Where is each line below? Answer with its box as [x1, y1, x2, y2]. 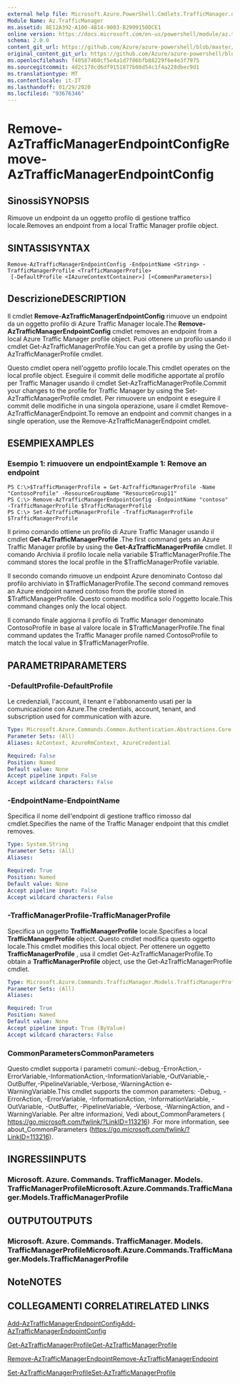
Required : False [7, 752, 56, 759]
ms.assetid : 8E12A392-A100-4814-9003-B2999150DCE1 [7, 24, 161, 31]
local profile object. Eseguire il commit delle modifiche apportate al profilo [7, 371, 225, 379]
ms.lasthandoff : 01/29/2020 [7, 84, 91, 91]
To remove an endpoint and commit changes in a [88, 408, 232, 418]
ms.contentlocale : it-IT [7, 76, 81, 84]
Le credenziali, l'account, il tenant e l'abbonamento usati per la [7, 697, 192, 706]
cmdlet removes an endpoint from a [112, 326, 218, 336]
